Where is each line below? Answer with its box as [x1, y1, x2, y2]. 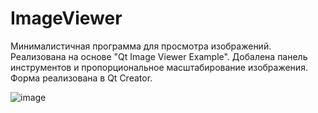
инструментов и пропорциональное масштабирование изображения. [10, 61, 308, 73]
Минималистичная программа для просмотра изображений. [10, 40, 272, 52]
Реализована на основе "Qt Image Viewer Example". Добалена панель [10, 50, 308, 62]
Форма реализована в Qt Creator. [10, 72, 153, 84]
